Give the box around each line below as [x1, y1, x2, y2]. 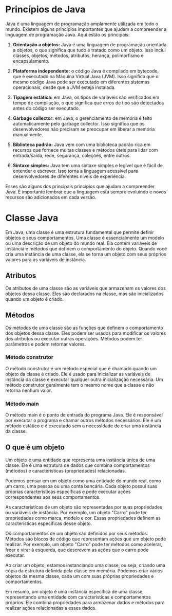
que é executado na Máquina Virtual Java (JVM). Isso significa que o [12, 73, 159, 79]
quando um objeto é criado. [5, 296, 64, 302]
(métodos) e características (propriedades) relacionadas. [5, 467, 126, 474]
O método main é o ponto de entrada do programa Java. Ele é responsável [5, 412, 163, 418]
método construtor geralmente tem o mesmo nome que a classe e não [5, 382, 154, 388]
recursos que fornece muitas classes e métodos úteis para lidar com [12, 147, 158, 153]
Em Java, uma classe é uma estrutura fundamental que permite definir [5, 229, 154, 235]
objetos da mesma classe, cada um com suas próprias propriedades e [5, 573, 154, 579]
